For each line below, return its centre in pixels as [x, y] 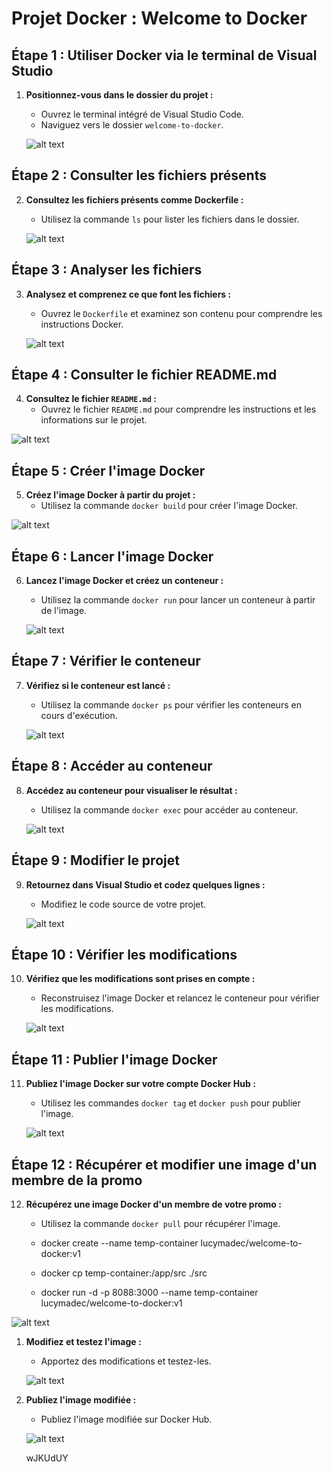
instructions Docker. [82, 324]
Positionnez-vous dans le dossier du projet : [119, 95]
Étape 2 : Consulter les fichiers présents [139, 175]
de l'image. [64, 611]
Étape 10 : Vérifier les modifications [124, 954]
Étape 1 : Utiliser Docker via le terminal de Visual [164, 55]
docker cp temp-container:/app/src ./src [124, 1273]
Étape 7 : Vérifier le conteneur [106, 661]
